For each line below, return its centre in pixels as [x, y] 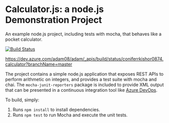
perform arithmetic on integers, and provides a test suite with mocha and [81, 79]
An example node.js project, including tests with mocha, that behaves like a [83, 34]
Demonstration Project [54, 20]
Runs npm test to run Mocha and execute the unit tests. [70, 115]
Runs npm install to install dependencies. [56, 109]
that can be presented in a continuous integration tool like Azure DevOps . [81, 90]
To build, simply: [22, 100]
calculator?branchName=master [39, 64]
